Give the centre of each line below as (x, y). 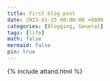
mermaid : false (29, 45)
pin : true (21, 52)
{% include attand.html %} (45, 71)
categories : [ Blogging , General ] (55, 26)
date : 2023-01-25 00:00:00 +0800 (55, 20)
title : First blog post (42, 13)
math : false (24, 39)
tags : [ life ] (26, 33)
